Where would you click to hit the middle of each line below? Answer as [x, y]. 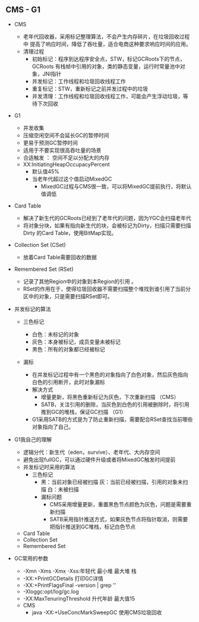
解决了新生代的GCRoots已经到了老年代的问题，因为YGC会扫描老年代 [107, 218]
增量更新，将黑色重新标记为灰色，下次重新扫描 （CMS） [110, 397]
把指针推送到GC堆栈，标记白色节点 [93, 527]
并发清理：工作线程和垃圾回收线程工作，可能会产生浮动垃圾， [108, 96]
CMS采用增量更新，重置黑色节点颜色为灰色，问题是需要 [118, 504]
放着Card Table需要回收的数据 [60, 257]
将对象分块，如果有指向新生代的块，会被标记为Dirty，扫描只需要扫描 [107, 225]
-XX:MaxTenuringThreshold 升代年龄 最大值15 [79, 598]
